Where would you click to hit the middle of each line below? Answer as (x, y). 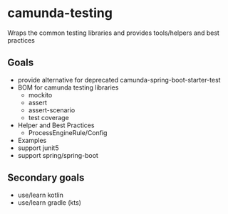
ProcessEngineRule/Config (68, 132)
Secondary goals (46, 178)
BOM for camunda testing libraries (68, 87)
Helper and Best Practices (56, 125)
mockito (40, 95)
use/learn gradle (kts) (50, 202)
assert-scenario (52, 110)
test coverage (48, 117)
